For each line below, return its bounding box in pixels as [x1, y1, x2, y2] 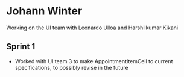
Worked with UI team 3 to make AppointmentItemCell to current [14, 57, 173, 64]
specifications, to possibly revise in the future [14, 64, 128, 71]
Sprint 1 [6, 42, 36, 52]
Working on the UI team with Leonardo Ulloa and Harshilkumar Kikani [6, 24, 179, 31]
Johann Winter [6, 4, 83, 18]
